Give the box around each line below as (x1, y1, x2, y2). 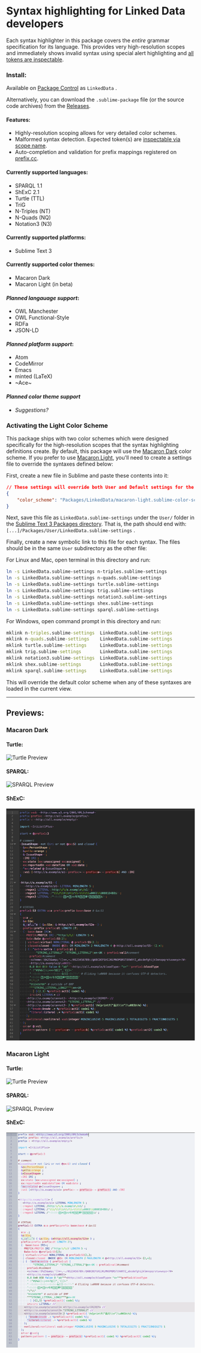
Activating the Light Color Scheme (6, 421, 108, 430)
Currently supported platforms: (6, 234, 86, 241)
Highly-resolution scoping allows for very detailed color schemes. (14, 129, 178, 137)
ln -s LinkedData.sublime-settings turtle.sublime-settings (6, 581, 160, 588)
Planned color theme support (6, 393, 81, 400)
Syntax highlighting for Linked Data (6, 4, 185, 18)
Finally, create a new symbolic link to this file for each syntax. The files (6, 538, 181, 546)
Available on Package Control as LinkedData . (6, 84, 117, 92)
